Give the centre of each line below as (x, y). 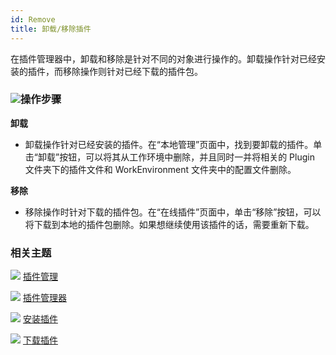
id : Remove (33, 19)
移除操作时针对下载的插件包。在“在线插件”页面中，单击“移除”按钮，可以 (173, 212)
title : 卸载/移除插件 (51, 29)
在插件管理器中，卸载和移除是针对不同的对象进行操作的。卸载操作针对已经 (163, 58)
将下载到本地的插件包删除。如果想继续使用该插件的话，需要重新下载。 (169, 224)
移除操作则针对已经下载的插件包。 (132, 71)
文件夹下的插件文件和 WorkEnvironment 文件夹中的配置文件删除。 (160, 169)
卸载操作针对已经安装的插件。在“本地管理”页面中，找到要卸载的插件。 (169, 144)
